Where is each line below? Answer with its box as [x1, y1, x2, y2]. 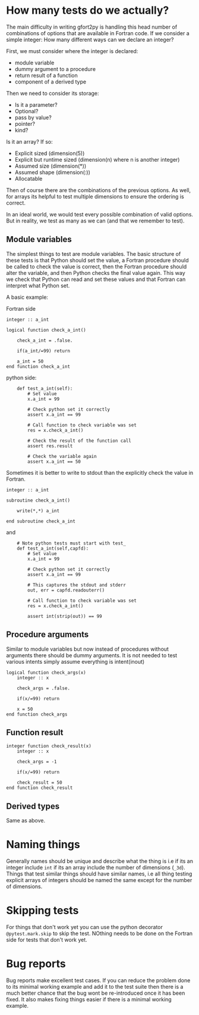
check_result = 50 [17, 779, 62, 786]
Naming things [6, 838, 80, 852]
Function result [6, 727, 64, 737]
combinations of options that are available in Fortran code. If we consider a [6, 29, 190, 36]
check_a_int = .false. [17, 338, 73, 344]
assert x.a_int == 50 [27, 459, 81, 465]
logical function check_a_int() [6, 327, 86, 333]
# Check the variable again [27, 453, 97, 459]
